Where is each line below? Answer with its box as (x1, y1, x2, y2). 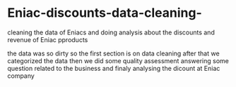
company (7, 72, 35, 80)
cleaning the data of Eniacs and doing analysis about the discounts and (7, 28, 216, 36)
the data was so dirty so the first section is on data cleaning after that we (7, 49, 220, 58)
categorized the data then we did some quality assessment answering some (7, 56, 230, 65)
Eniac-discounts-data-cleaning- (7, 5, 203, 21)
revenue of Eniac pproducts (7, 35, 88, 43)
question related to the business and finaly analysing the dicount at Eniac (7, 64, 220, 72)
